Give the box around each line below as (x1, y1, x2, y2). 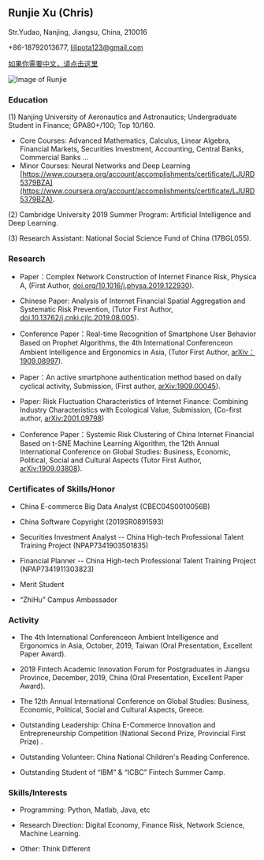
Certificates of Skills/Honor (8, 484, 116, 495)
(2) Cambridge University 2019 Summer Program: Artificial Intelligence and (8, 210, 251, 219)
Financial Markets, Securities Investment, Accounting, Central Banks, (19, 144, 244, 154)
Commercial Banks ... (19, 153, 89, 163)
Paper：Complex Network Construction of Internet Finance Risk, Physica (19, 272, 257, 282)
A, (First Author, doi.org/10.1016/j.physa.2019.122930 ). (19, 281, 195, 290)
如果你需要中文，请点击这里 (8, 58, 99, 68)
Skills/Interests (8, 787, 68, 798)
